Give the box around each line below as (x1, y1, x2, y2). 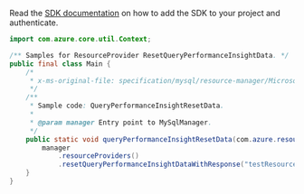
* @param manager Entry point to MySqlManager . (29, 117, 213, 127)
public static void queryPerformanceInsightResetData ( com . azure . (25, 134, 278, 143)
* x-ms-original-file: (29, 76, 116, 85)
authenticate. (9, 17, 59, 28)
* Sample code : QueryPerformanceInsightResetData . (29, 101, 224, 111)
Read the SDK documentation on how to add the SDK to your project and (9, 8, 280, 18)
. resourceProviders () (57, 152, 140, 161)
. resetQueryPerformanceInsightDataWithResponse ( (57, 160, 245, 170)
